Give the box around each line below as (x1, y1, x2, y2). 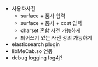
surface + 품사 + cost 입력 (20, 20, 82, 26)
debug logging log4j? (11, 54, 63, 61)
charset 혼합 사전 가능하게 (20, 27, 80, 34)
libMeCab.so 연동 (11, 48, 54, 54)
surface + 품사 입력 (20, 12, 66, 19)
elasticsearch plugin (11, 41, 60, 48)
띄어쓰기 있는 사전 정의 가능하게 (20, 34, 92, 41)
